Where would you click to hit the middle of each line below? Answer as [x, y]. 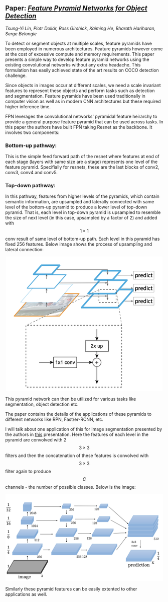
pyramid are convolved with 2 [36, 439]
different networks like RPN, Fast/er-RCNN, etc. [54, 419]
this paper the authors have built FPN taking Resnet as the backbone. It [79, 127]
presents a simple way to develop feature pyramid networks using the [77, 59]
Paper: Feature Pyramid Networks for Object [76, 8]
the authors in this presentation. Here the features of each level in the [77, 434]
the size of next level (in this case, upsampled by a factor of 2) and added [81, 218]
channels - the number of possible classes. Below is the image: [71, 487]
